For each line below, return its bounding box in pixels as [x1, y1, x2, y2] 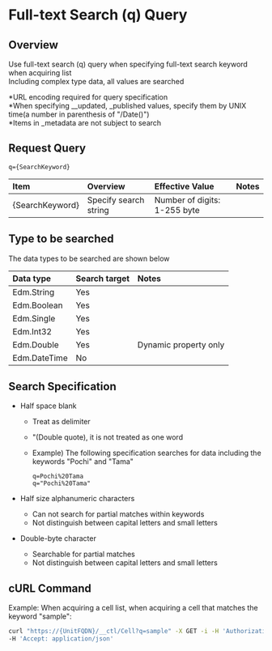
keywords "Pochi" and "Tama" [32, 457, 134, 466]
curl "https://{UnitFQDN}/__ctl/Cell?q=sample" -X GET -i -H [8, 628, 219, 636]
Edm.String [12, 286, 55, 297]
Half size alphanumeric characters [19, 494, 135, 504]
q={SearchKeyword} [8, 163, 70, 171]
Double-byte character [19, 534, 97, 543]
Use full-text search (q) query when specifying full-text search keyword [8, 59, 249, 69]
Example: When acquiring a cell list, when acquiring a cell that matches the [8, 603, 258, 613]
